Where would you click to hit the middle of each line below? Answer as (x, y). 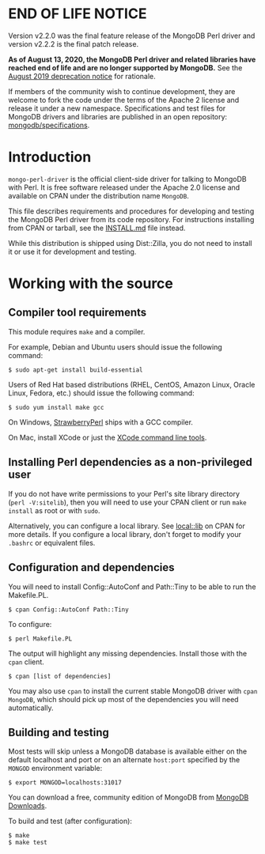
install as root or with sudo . (54, 510)
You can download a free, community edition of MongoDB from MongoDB (129, 797)
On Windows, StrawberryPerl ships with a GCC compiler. (101, 422)
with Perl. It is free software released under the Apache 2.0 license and (124, 187)
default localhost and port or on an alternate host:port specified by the (124, 760)
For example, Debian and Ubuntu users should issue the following (115, 347)
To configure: (30, 624)
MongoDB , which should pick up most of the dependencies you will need (123, 699)
